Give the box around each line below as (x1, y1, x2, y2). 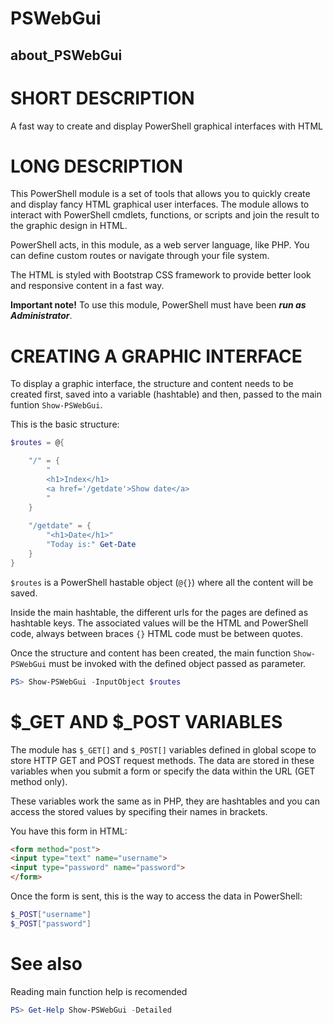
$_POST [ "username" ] (10, 910, 92, 920)
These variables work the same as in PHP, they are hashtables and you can (10, 795, 320, 807)
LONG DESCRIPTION (10, 155, 183, 177)
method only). (10, 775, 68, 787)
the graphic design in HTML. (10, 220, 128, 232)
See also (10, 953, 83, 976)
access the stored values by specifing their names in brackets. (10, 805, 268, 817)
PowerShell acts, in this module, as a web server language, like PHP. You (10, 239, 310, 251)
